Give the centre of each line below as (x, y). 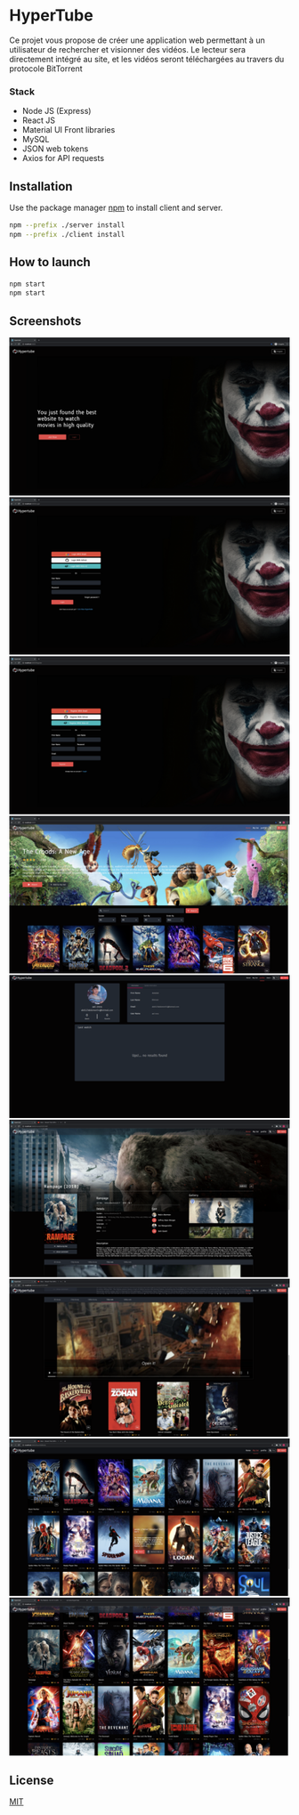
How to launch (50, 262)
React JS (39, 120)
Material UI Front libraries (69, 130)
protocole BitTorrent (46, 69)
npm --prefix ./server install (67, 225)
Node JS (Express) (57, 111)
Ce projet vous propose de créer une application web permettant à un (137, 40)
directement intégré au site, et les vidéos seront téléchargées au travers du (147, 59)
